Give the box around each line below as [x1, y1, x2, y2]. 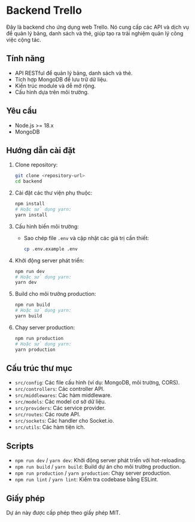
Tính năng [6, 53, 45, 63]
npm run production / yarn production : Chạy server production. [14, 469, 172, 477]
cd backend [14, 178, 42, 184]
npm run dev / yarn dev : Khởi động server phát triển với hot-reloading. [14, 457, 187, 464]
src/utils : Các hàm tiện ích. [14, 423, 86, 431]
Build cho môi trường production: [14, 290, 96, 298]
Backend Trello [6, 4, 83, 17]
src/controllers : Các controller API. [14, 386, 105, 393]
